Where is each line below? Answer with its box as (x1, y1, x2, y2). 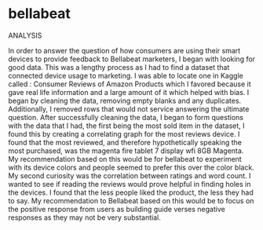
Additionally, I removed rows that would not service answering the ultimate (8, 104, 250, 114)
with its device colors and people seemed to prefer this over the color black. (8, 162, 255, 172)
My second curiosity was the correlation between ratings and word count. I (8, 170, 251, 181)
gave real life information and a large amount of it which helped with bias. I (8, 87, 250, 97)
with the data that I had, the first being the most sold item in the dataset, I (8, 121, 245, 130)
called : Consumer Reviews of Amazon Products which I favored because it (8, 79, 251, 89)
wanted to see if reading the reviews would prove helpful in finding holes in (8, 179, 251, 188)
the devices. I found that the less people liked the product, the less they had (8, 188, 254, 197)
